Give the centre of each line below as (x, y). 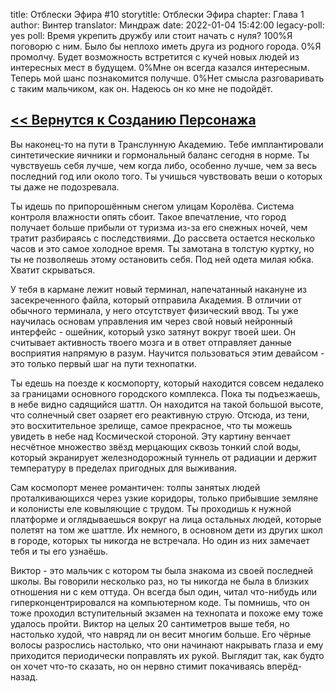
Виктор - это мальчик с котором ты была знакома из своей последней (162, 570)
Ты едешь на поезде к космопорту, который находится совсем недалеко (167, 383)
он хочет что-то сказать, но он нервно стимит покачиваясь (137, 666)
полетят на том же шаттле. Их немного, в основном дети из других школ (166, 530)
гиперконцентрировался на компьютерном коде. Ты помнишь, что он (160, 602)
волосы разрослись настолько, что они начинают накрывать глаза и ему (167, 645)
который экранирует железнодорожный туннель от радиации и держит (164, 457)
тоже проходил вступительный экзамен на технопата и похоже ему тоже (167, 613)
